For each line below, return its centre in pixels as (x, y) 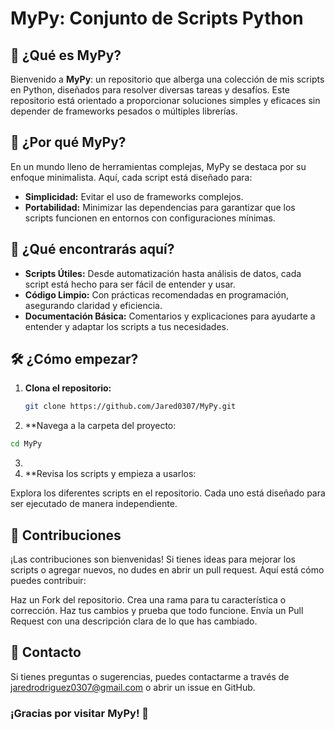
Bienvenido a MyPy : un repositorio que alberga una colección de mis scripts (167, 79)
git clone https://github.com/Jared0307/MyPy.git (130, 407)
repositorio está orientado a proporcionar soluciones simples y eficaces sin (165, 100)
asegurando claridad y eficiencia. (93, 305)
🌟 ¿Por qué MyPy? (68, 142)
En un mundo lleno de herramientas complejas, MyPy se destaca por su (158, 166)
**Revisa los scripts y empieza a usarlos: (110, 474)
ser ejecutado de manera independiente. (94, 504)
